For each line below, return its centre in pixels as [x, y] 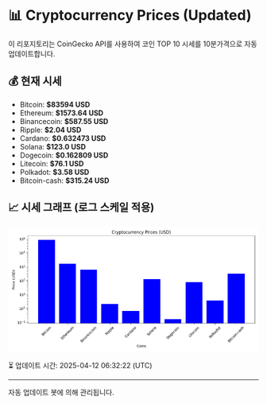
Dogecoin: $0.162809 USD [64, 155]
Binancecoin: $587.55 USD [64, 121]
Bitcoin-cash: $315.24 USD [64, 181]
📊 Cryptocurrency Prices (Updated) [130, 16]
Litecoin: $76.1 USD [52, 163]
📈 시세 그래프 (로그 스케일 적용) [81, 208]
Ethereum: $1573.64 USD [62, 113]
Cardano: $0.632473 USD [63, 138]
